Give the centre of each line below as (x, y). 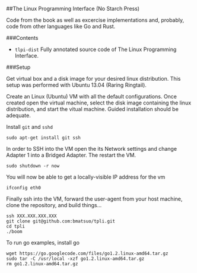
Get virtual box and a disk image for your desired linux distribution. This (93, 79)
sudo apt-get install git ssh (44, 138)
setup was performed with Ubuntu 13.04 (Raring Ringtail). (77, 85)
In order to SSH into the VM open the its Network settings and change (91, 149)
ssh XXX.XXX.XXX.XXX (32, 216)
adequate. (18, 115)
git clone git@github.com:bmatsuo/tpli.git (61, 221)
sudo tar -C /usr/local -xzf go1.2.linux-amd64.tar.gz (75, 259)
